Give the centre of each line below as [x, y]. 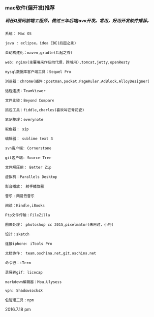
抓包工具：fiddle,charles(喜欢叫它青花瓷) [45, 110]
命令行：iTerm [18, 263]
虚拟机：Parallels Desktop [31, 177]
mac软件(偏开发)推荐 [30, 7]
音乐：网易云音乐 [20, 196]
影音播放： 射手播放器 [25, 186]
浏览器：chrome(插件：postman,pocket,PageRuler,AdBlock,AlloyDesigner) [77, 81]
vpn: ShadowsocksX [24, 290]
